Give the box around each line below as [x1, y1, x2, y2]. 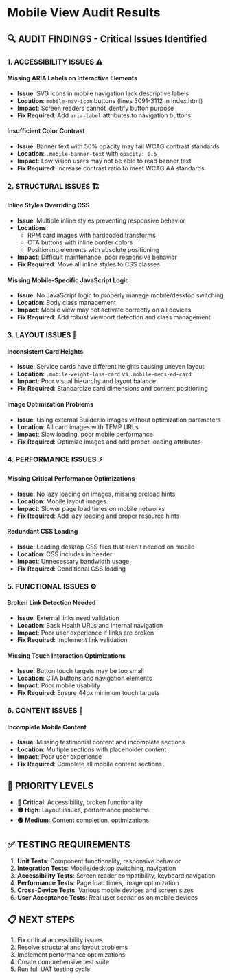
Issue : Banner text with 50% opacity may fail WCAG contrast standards [16, 142, 220, 150]
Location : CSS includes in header [16, 549, 113, 558]
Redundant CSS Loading [7, 527, 78, 536]
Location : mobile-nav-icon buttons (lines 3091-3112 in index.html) [16, 96, 203, 104]
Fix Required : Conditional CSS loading [16, 565, 126, 573]
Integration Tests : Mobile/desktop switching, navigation [16, 864, 176, 872]
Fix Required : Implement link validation [16, 636, 128, 644]
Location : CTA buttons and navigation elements [16, 674, 152, 683]
